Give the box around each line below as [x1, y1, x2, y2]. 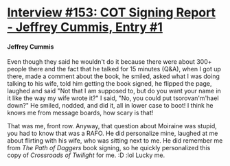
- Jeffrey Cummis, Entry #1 [7, 19, 163, 35]
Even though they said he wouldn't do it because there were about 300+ [7, 58, 212, 66]
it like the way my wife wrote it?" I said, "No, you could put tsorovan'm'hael [7, 94, 219, 102]
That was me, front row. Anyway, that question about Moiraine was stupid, [7, 122, 218, 130]
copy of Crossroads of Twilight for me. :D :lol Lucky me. [7, 151, 165, 159]
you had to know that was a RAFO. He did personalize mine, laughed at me [7, 129, 218, 138]
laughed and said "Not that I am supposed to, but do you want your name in [7, 87, 222, 95]
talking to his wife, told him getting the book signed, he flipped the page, [7, 80, 212, 88]
